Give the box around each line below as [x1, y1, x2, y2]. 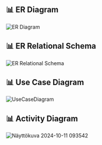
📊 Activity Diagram [6, 113, 78, 123]
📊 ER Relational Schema [6, 41, 96, 51]
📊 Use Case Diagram [6, 77, 85, 87]
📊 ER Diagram [6, 5, 59, 15]
